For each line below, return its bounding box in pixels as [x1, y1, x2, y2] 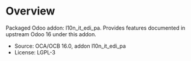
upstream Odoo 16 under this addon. [5, 30, 97, 37]
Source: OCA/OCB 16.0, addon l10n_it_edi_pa [14, 42, 126, 50]
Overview [5, 4, 55, 18]
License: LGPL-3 [14, 48, 55, 56]
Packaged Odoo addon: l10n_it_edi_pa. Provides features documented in [5, 24, 186, 31]
